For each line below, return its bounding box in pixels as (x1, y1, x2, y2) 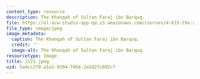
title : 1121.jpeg (6, 58, 49, 64)
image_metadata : (6, 31, 46, 37)
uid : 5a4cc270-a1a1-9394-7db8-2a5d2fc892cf (6, 64, 116, 70)
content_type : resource (6, 8, 65, 15)
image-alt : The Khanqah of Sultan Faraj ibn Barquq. (11, 48, 145, 53)
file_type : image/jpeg (6, 25, 62, 31)
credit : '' (11, 42, 39, 48)
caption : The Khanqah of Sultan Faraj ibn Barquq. (11, 36, 140, 42)
